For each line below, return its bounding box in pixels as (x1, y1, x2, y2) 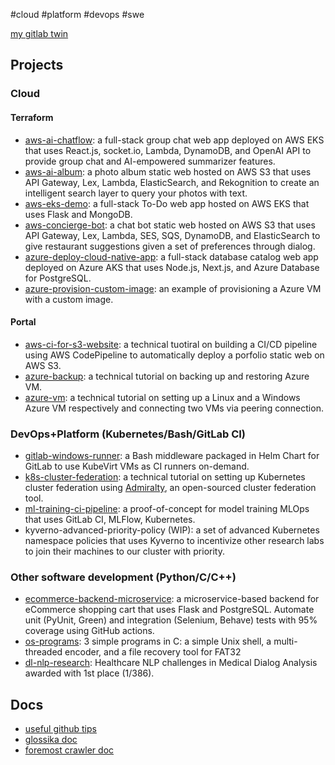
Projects (10, 57, 64, 74)
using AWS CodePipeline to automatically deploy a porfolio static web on (24, 349, 325, 361)
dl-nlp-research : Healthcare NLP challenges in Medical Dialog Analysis (24, 657, 318, 669)
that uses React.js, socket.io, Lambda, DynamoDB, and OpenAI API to (24, 144, 312, 156)
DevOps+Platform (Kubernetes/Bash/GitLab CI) (10, 427, 247, 441)
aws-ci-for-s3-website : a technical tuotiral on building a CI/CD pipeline (24, 338, 318, 350)
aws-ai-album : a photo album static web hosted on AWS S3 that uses (24, 165, 312, 178)
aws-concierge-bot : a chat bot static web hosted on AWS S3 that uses (24, 219, 316, 231)
